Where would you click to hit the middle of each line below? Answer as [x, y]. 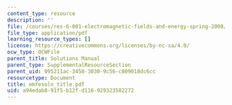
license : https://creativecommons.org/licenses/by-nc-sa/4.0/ [98, 46]
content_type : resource [41, 13]
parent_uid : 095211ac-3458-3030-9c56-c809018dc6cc [81, 71]
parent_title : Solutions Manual [54, 59]
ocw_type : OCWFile [33, 52]
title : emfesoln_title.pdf [46, 84]
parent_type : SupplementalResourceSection [69, 65]
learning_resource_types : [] [49, 39]
